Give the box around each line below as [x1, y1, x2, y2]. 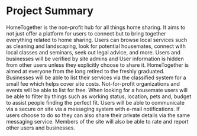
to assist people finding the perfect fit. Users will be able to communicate [6, 99, 185, 106]
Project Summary [6, 4, 93, 18]
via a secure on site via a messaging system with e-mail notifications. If [6, 105, 180, 112]
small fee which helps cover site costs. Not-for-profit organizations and [6, 80, 180, 87]
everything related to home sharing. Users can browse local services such [6, 36, 188, 43]
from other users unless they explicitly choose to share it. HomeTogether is [6, 61, 189, 69]
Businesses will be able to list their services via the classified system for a [6, 74, 186, 81]
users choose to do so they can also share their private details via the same [6, 111, 190, 119]
